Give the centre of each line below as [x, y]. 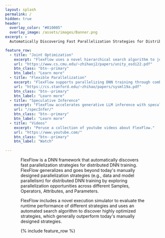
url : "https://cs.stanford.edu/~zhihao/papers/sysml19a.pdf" [78, 87]
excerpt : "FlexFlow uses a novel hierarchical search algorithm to [84, 59]
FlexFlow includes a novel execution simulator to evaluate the [82, 201]
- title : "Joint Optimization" [41, 55]
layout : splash [21, 10]
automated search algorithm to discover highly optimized [78, 211]
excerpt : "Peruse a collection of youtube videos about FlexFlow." [84, 128]
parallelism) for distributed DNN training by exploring [74, 181]
